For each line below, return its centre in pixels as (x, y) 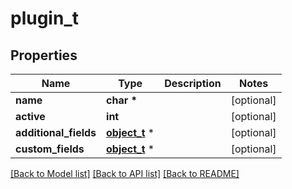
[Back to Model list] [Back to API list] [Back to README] (125, 173)
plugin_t (44, 18)
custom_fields (50, 149)
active (30, 116)
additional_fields (56, 132)
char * (122, 100)
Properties (44, 55)
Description (193, 83)
